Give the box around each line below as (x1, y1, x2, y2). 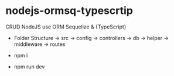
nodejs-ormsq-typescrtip (5, 4, 133, 17)
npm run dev (13, 63, 45, 70)
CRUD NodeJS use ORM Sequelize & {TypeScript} (5, 23, 127, 30)
